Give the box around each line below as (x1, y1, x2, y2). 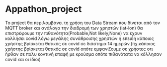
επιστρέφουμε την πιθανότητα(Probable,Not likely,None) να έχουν (5, 30, 143, 36)
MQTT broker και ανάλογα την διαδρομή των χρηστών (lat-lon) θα (5, 25, 143, 31)
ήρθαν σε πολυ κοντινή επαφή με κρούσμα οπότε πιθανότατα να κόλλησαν (5, 51, 162, 57)
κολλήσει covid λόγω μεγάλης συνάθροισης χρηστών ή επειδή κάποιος (5, 35, 154, 41)
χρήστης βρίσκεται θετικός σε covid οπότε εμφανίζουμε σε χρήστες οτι (5, 46, 153, 52)
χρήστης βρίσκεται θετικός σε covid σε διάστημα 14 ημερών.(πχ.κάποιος (5, 40, 156, 46)
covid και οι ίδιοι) (5, 56, 41, 62)
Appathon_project (5, 3, 82, 15)
